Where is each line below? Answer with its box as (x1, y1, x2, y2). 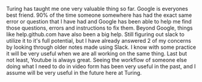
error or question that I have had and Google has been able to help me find (6, 18, 192, 25)
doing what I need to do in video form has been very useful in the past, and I (6, 63, 196, 70)
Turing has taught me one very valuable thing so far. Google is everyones (6, 5, 188, 12)
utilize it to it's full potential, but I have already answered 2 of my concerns (6, 37, 192, 44)
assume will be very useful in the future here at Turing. (6, 69, 142, 76)
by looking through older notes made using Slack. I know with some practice (6, 43, 197, 51)
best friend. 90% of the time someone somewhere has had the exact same (6, 11, 192, 19)
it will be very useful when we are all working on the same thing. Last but (6, 50, 188, 57)
